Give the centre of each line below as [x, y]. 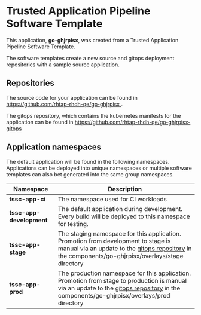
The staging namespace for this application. [119, 233]
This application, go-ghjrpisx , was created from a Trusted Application [92, 40]
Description [125, 189]
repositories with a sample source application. [63, 65]
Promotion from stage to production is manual [122, 280]
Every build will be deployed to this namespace [124, 216]
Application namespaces [54, 147]
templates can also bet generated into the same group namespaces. [90, 174]
